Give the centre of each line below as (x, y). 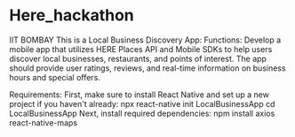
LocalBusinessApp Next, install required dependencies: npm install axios (142, 113)
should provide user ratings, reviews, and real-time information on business (147, 68)
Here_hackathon (72, 15)
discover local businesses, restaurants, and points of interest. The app (138, 58)
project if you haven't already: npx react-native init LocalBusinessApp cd (142, 103)
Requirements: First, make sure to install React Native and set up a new (139, 95)
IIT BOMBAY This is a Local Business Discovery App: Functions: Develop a (145, 40)
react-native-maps (44, 122)
